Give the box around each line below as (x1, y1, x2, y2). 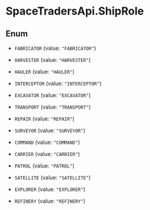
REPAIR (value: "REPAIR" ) (14, 115, 75, 122)
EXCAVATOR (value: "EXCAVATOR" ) (14, 92, 91, 98)
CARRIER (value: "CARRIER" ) (14, 151, 80, 157)
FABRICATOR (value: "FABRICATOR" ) (14, 44, 96, 52)
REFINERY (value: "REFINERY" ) (14, 197, 86, 205)
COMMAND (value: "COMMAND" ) (14, 138, 80, 146)
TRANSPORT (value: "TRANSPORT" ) (14, 103, 91, 110)
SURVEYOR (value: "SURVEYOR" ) (14, 127, 86, 134)
